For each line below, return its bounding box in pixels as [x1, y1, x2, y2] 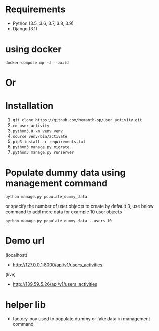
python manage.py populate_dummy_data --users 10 [5, 218, 112, 223]
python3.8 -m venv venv [12, 129, 63, 134]
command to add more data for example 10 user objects [5, 209, 122, 215]
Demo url [5, 235, 45, 246]
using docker [5, 44, 62, 55]
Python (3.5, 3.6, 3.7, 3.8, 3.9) [12, 20, 74, 26]
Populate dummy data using [5, 167, 126, 178]
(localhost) [5, 252, 28, 258]
